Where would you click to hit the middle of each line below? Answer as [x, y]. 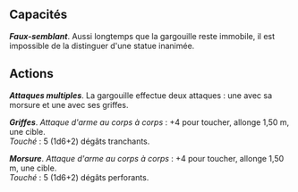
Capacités [38, 15]
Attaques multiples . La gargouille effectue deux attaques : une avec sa [141, 95]
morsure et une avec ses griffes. [69, 104]
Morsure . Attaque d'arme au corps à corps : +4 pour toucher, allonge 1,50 [147, 158]
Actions [31, 74]
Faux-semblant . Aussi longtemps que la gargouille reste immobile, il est [142, 36]
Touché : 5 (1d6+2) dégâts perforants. [79, 177]
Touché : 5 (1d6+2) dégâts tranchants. [80, 141]
